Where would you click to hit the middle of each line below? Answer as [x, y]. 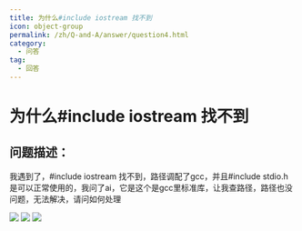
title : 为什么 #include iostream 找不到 [81, 18]
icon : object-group [46, 26]
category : [28, 43]
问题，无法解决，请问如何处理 [65, 199]
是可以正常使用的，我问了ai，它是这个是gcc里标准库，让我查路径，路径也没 [151, 187]
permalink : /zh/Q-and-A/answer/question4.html [99, 35]
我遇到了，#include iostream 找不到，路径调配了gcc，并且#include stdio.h [149, 176]
